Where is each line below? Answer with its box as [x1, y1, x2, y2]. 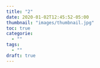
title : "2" [6, 8, 33, 15]
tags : [6, 42, 20, 48]
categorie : [6, 31, 33, 37]
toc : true [6, 25, 31, 31]
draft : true [6, 53, 36, 59]
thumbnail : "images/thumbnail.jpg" [6, 20, 95, 25]
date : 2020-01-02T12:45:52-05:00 [6, 14, 89, 20]
